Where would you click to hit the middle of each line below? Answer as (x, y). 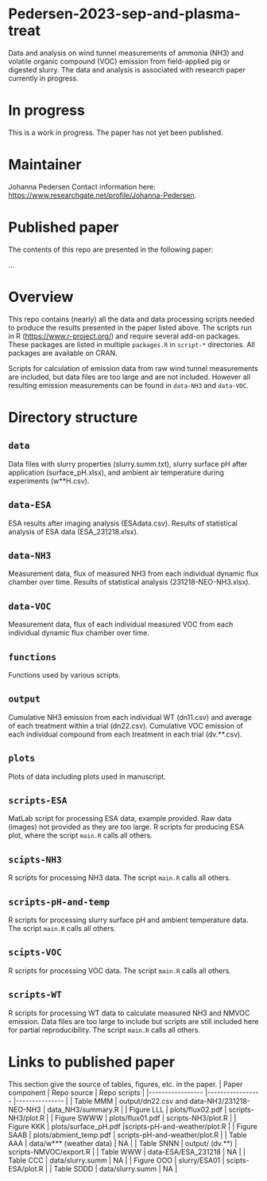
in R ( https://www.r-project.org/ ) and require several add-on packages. (124, 336)
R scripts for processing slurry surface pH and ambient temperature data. (128, 920)
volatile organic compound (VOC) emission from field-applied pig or (119, 61)
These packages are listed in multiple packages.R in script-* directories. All (132, 344)
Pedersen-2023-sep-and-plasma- (124, 14)
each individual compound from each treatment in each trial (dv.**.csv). (125, 734)
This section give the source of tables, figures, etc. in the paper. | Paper (126, 1084)
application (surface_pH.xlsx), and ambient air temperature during (116, 472)
